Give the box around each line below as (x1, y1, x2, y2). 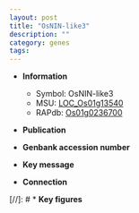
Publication (22, 124, 66, 135)
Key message (22, 159, 74, 170)
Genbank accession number (22, 142, 130, 153)
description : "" (9, 30, 70, 38)
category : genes (9, 38, 70, 47)
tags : (9, 47, 30, 55)
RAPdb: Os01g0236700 (35, 107, 123, 118)
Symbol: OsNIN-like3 (35, 89, 114, 99)
